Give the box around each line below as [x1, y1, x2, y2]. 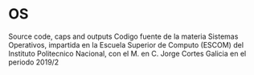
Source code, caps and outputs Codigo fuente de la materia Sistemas [8, 31, 239, 41]
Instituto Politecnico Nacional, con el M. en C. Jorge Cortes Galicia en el [8, 48, 247, 58]
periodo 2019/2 [8, 57, 59, 67]
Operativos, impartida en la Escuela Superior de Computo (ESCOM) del [8, 40, 244, 49]
